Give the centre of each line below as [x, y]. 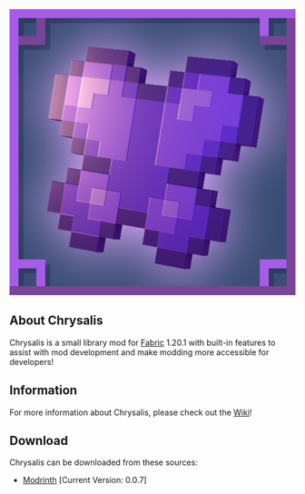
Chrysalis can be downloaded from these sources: [103, 462]
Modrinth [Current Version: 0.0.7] [84, 480]
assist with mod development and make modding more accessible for [139, 352]
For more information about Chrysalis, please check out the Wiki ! [131, 412]
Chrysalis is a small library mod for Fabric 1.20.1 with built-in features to [143, 342]
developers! [32, 361]
